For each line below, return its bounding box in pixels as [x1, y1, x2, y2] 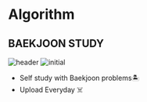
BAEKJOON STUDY [8, 37, 104, 50]
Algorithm [8, 5, 75, 24]
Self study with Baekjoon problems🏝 [19, 73, 140, 82]
